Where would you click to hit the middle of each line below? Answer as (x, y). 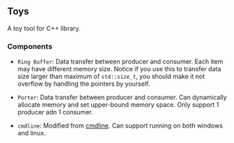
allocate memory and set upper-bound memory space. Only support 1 (118, 105)
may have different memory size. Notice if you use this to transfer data (119, 69)
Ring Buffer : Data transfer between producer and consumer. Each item (120, 61)
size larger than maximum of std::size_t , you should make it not (111, 77)
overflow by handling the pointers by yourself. (84, 84)
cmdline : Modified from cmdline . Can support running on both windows (120, 126)
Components (30, 46)
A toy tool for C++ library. (44, 28)
